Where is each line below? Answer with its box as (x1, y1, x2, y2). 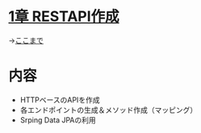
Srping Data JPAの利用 (19, 114, 96, 125)
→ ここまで (8, 35, 44, 45)
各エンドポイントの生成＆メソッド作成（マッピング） (19, 105, 198, 114)
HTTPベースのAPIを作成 (19, 94, 100, 105)
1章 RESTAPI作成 (8, 7, 119, 26)
